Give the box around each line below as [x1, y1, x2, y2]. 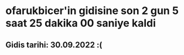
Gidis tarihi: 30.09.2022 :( [5, 40, 103, 50]
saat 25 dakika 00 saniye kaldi [5, 16, 156, 30]
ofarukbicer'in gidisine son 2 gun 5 [5, 4, 179, 18]
